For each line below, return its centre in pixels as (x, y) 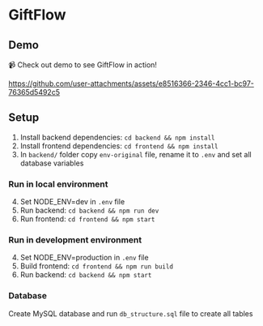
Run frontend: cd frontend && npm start (87, 219)
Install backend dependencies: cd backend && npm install (117, 137)
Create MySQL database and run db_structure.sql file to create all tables (131, 313)
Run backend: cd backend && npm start (86, 275)
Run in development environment (75, 240)
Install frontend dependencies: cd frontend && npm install (119, 146)
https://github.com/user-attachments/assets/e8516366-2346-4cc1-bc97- (131, 84)
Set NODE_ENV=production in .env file (84, 258)
